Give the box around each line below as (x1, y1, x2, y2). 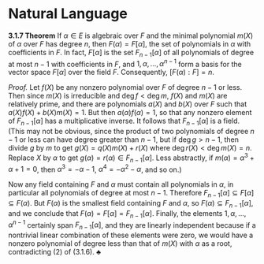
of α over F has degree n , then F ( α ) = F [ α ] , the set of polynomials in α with (8, 39, 251, 48)
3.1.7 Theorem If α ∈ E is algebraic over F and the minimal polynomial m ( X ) (8, 31, 254, 40)
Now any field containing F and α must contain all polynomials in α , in (8, 180, 234, 189)
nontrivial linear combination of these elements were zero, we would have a (8, 230, 254, 240)
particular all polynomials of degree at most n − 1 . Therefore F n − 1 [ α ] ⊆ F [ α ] (8, 188, 255, 199)
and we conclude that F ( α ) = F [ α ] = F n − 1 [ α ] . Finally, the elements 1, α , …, (8, 208, 247, 220)
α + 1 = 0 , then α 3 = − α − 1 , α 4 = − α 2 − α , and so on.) (8, 163, 183, 174)
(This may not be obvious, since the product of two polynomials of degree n (8, 127, 255, 136)
